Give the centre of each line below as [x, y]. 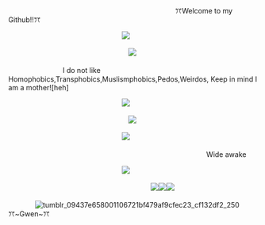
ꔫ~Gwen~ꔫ [29, 214]
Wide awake [226, 154]
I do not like [81, 70]
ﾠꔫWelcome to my [200, 11]
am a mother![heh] [38, 88]
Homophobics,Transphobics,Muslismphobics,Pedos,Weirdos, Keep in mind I [133, 79]
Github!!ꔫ [25, 20]
